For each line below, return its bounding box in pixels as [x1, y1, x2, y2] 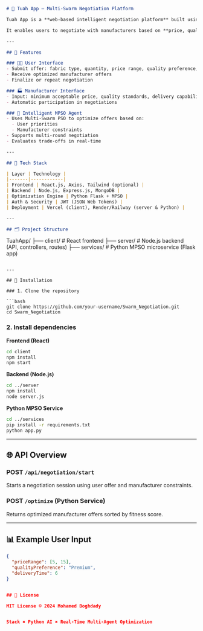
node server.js [6, 394, 45, 400]
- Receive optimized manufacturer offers [6, 71, 112, 78]
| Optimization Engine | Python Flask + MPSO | [6, 193, 129, 199]
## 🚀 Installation [6, 278, 53, 284]
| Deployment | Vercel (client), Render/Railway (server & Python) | [6, 204, 185, 211]
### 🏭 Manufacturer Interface [6, 88, 85, 94]
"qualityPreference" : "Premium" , [11, 565, 96, 571]
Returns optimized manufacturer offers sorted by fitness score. [6, 510, 163, 517]
